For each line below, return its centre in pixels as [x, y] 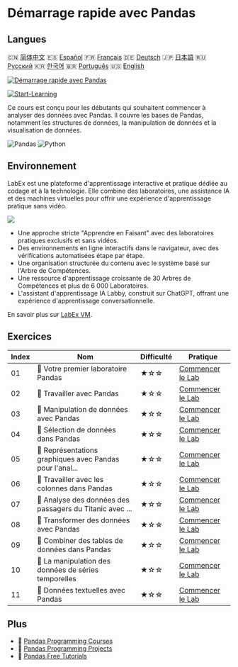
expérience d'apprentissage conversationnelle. [86, 301]
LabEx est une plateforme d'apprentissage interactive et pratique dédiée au [118, 183]
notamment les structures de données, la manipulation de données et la [112, 123]
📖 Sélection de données [77, 430]
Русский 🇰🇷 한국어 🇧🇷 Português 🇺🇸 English [76, 66]
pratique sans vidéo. [37, 206]
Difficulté [156, 357]
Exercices [29, 337]
